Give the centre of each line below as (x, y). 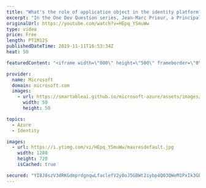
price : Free (21, 35)
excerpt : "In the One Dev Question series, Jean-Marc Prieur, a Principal (104, 18)
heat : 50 (17, 52)
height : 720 (32, 159)
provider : (19, 74)
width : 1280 (32, 153)
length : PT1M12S (27, 40)
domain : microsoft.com (41, 85)
